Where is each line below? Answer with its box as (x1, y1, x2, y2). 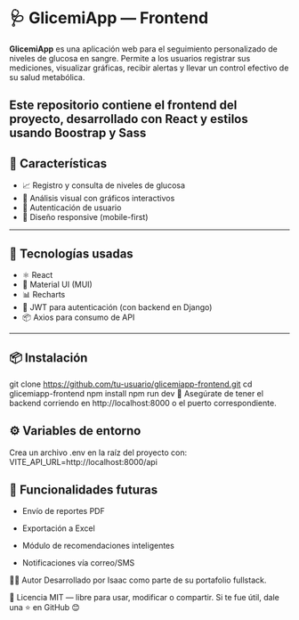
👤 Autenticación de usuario (21, 202, 122, 213)
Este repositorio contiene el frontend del (9, 98, 238, 113)
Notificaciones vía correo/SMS (21, 558, 135, 568)
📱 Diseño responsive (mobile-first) (21, 212, 149, 223)
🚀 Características (9, 156, 108, 171)
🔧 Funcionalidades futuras (9, 482, 158, 497)
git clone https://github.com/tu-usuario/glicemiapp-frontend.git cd (9, 379, 253, 389)
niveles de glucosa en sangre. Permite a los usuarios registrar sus (9, 53, 251, 63)
